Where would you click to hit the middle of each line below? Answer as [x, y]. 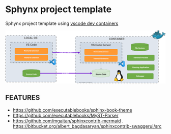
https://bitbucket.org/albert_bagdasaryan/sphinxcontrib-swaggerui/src [87, 126]
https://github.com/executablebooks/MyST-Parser [65, 115]
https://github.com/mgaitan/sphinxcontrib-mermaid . [68, 121]
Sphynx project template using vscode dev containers [62, 23]
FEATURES [23, 98]
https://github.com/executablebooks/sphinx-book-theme [72, 110]
